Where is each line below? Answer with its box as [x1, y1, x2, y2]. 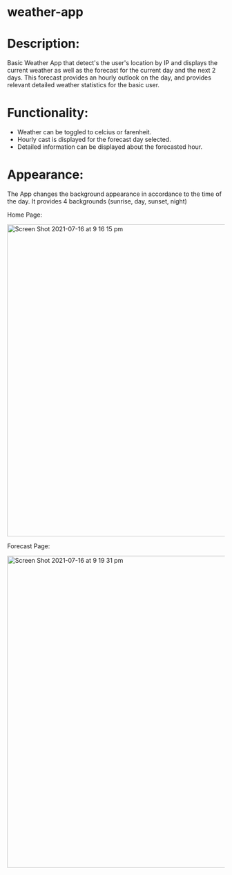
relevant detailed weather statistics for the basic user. [7, 81, 160, 89]
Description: [7, 36, 80, 52]
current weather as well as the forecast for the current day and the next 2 [7, 66, 216, 75]
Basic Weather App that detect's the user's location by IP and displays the [7, 59, 218, 67]
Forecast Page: [7, 542, 50, 550]
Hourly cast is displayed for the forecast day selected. [17, 136, 171, 144]
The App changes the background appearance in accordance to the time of [7, 190, 222, 198]
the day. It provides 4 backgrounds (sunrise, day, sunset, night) [7, 197, 188, 205]
